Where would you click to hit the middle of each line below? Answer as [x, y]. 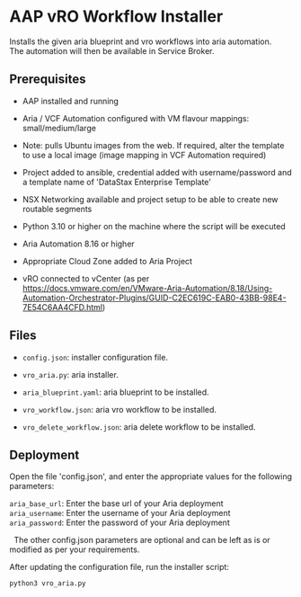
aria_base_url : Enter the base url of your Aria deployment [116, 503]
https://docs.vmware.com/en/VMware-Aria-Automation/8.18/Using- [147, 288]
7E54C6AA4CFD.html [62, 307]
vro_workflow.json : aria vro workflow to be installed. [120, 409]
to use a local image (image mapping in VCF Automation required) [144, 155]
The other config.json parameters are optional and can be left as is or [142, 540]
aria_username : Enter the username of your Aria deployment [120, 513]
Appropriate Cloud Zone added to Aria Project [107, 261]
